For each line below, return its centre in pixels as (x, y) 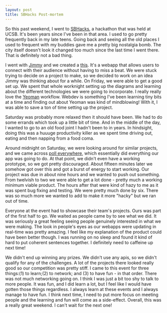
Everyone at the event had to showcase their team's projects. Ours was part (83, 211)
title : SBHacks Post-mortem (34, 14)
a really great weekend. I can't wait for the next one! (59, 305)
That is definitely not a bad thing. (39, 55)
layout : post (19, 10)
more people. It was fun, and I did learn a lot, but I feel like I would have (78, 284)
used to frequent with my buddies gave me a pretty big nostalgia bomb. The (83, 44)
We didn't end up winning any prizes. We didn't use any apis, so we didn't (81, 257)
